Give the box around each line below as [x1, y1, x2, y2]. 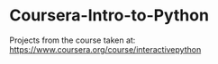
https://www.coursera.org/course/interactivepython [9, 44, 202, 54]
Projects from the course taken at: [9, 35, 136, 45]
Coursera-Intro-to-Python [9, 5, 210, 26]
